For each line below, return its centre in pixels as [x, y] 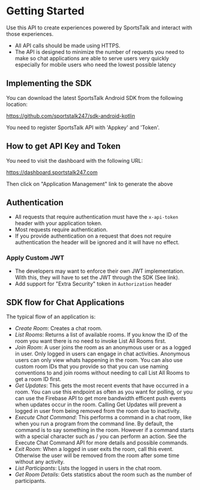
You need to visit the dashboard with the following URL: [75, 160]
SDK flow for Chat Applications [65, 302]
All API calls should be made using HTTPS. [68, 45]
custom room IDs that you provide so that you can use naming [92, 367]
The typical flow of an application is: [51, 317]
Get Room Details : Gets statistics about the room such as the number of [103, 474]
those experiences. [30, 34]
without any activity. [40, 462]
